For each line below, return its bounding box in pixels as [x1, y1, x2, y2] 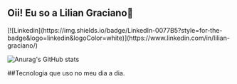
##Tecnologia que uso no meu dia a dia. [7, 68, 125, 77]
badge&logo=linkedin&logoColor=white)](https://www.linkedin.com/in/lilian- [7, 33, 230, 42]
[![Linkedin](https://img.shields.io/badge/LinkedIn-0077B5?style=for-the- [7, 26, 223, 34]
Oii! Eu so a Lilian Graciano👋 [7, 7, 134, 19]
